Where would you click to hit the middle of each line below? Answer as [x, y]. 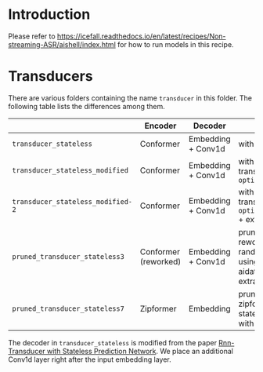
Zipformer [158, 308]
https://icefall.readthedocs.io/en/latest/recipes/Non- [142, 36]
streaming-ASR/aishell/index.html [62, 44]
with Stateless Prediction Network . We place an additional [140, 351]
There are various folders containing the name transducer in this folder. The [130, 98]
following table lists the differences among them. [87, 106]
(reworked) [160, 261]
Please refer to [32, 36]
